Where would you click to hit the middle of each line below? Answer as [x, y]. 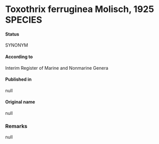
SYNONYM [17, 45]
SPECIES [24, 20]
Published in [18, 79]
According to [19, 57]
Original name [20, 102]
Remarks [16, 126]
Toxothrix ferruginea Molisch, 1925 [80, 9]
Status [12, 34]
